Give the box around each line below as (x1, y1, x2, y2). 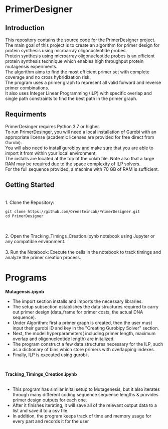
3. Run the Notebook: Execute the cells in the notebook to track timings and (5, 249, 161, 255)
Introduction (5, 24, 45, 32)
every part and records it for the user (12, 418, 89, 424)
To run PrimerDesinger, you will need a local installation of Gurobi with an (5, 129, 157, 135)
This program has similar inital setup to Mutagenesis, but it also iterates (12, 386, 160, 392)
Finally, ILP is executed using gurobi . (12, 352, 89, 358)
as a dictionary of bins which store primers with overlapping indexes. (12, 346, 155, 352)
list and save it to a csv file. (12, 407, 69, 413)
